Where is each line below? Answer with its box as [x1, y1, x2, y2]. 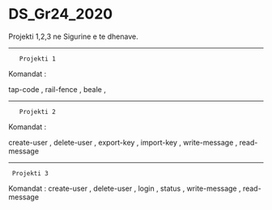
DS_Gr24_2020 [8, 5, 113, 23]
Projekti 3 [11, 169, 49, 178]
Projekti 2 [19, 107, 57, 115]
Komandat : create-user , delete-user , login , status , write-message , [8, 183, 241, 193]
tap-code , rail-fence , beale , [8, 84, 107, 94]
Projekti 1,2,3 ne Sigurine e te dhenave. [8, 31, 139, 41]
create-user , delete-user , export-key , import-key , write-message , [8, 137, 238, 147]
